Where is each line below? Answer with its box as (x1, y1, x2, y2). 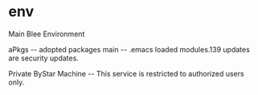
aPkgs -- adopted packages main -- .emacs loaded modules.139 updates (8, 44, 251, 54)
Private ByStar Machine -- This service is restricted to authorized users (8, 68, 244, 78)
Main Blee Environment (8, 29, 85, 39)
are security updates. (8, 53, 79, 63)
